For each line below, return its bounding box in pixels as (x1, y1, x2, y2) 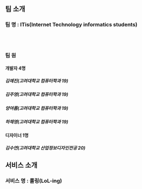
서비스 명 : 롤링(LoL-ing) (5, 177, 62, 184)
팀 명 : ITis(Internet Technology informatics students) (5, 21, 137, 28)
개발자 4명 (5, 65, 26, 72)
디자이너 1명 (5, 133, 29, 139)
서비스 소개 (5, 161, 38, 170)
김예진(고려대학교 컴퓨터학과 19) (5, 78, 68, 84)
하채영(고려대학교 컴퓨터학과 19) (5, 118, 68, 124)
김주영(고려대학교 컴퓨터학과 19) (5, 91, 68, 97)
